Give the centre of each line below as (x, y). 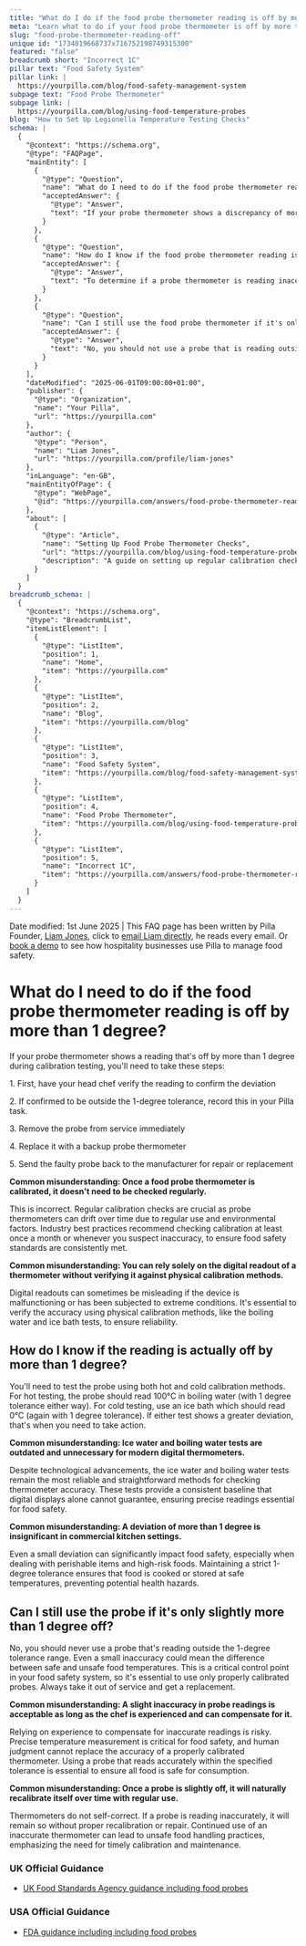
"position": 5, (71, 858)
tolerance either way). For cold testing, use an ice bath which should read (148, 1406)
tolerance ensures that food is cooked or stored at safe (141, 1574)
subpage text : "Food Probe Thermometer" (87, 94)
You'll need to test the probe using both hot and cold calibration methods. (148, 1387)
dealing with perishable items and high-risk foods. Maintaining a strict (140, 1564)
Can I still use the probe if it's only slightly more (147, 1612)
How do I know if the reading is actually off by (141, 1350)
